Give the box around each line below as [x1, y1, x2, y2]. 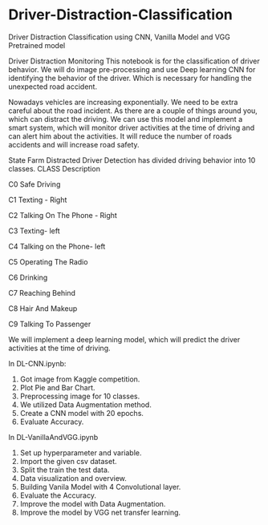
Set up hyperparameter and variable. [19, 447, 142, 458]
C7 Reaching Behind [8, 288, 76, 297]
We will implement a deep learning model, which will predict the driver [8, 334, 241, 344]
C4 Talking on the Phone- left [8, 241, 106, 251]
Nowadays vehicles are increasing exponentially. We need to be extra [8, 97, 238, 107]
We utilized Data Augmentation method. [19, 399, 152, 410]
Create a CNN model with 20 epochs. [19, 408, 144, 418]
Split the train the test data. [19, 465, 110, 475]
